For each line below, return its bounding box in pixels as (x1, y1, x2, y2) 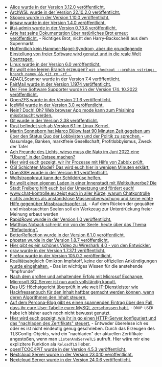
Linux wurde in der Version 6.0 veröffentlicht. (9, 61, 101, 67)
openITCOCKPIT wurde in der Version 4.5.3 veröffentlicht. (9, 346, 127, 352)
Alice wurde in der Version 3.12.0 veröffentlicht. (9, 4, 105, 10)
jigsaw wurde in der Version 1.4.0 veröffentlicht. (9, 20, 106, 25)
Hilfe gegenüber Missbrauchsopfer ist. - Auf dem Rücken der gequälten (9, 201, 155, 206)
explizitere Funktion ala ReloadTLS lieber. (9, 341, 91, 347)
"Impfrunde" (9, 269, 35, 274)
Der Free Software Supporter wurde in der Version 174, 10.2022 (9, 87, 138, 92)
